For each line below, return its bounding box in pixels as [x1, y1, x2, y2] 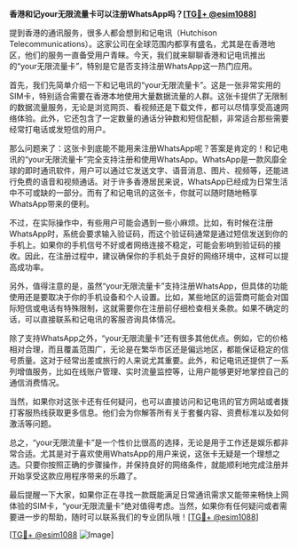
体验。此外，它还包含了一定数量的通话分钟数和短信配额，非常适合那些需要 [16, 113, 289, 123]
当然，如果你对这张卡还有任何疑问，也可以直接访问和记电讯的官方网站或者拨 [9, 396, 289, 407]
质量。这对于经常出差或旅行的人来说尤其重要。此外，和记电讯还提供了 [16, 355, 273, 365]
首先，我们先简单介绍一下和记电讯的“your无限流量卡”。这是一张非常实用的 [9, 80, 281, 90]
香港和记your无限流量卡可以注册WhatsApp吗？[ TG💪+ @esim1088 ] [9, 9, 257, 19]
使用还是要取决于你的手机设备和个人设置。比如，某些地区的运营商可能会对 [9, 292, 281, 302]
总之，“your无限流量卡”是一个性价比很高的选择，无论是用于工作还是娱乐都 [9, 437, 281, 448]
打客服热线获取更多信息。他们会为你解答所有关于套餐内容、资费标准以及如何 [9, 408, 289, 418]
